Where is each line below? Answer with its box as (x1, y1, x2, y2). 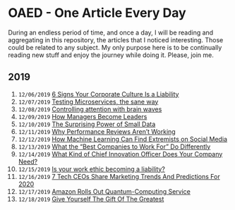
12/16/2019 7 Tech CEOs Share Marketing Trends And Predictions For (18, 172, 221, 180)
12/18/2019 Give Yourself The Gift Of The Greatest (18, 194, 164, 203)
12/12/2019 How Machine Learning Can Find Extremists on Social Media (18, 135, 228, 143)
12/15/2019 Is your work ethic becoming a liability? (18, 164, 165, 173)
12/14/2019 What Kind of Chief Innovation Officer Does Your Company (18, 149, 223, 158)
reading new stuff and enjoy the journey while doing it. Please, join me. (8, 51, 214, 59)
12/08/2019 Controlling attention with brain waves (18, 104, 162, 113)
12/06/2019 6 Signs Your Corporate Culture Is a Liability (18, 89, 179, 98)
